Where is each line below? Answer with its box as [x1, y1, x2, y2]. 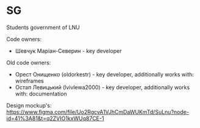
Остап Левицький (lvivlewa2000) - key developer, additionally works [15, 83, 190, 91]
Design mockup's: [6, 101, 52, 109]
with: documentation [15, 90, 67, 97]
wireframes [15, 77, 44, 84]
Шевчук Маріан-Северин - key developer [15, 47, 122, 55]
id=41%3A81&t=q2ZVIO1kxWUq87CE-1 [6, 115, 105, 122]
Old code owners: [6, 59, 51, 66]
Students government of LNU [6, 24, 80, 31]
